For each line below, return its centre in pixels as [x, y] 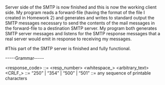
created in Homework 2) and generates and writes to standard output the [80, 18]
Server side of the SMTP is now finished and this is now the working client [81, 7]
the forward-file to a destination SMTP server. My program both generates [81, 28]
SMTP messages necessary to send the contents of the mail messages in [80, 23]
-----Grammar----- [25, 58]
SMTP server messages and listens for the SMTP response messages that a [83, 34]
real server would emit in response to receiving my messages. [69, 39]
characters [16, 78]
